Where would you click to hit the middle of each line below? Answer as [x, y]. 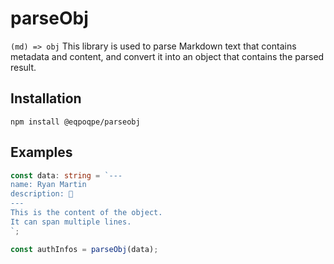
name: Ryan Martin [48, 185]
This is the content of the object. [86, 213]
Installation [46, 98]
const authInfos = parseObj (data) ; [84, 249]
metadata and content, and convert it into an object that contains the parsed [167, 56]
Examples [41, 152]
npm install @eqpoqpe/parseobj [75, 122]
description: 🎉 [42, 194]
